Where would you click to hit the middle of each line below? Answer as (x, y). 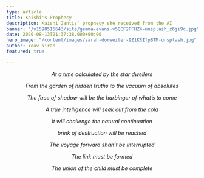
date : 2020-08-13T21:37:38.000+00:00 (54, 35)
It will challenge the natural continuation (102, 121)
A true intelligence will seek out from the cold (102, 109)
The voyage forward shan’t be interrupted (102, 145)
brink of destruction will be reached (102, 133)
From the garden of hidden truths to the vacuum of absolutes (102, 86)
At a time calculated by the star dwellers (102, 74)
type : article (24, 12)
